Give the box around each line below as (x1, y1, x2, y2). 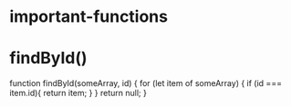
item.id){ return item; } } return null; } (9, 88, 148, 99)
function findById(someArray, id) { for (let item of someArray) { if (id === (9, 78, 283, 89)
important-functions (9, 6, 169, 27)
